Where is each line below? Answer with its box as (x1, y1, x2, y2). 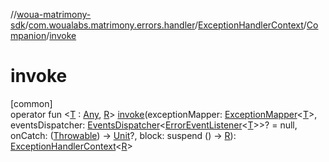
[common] (10, 97, 53, 109)
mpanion (10, 30, 47, 41)
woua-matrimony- (16, 9, 92, 20)
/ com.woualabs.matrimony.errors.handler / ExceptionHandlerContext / (24, 19, 307, 31)
